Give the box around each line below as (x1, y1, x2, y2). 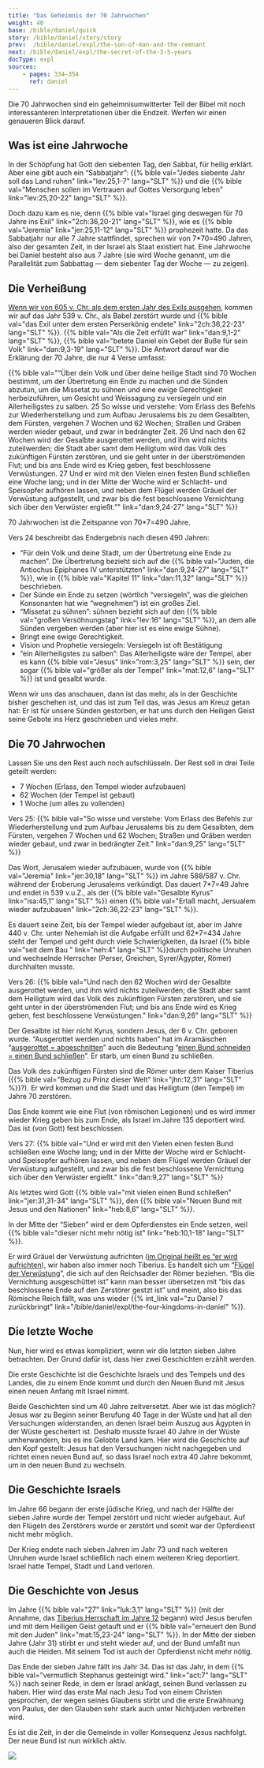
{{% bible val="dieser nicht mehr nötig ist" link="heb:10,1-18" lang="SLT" (8, 1228, 245, 1237)
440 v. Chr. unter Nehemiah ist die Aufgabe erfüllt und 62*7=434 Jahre (8, 928, 242, 937)
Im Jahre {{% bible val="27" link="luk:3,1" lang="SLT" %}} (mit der (8, 1605, 225, 1614)
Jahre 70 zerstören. (8, 1091, 73, 1101)
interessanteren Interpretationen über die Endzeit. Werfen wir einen (8, 107, 227, 117)
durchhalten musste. (8, 962, 75, 971)
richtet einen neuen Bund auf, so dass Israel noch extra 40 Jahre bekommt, (8, 1452, 253, 1461)
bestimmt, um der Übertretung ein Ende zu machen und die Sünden (8, 376, 229, 387)
